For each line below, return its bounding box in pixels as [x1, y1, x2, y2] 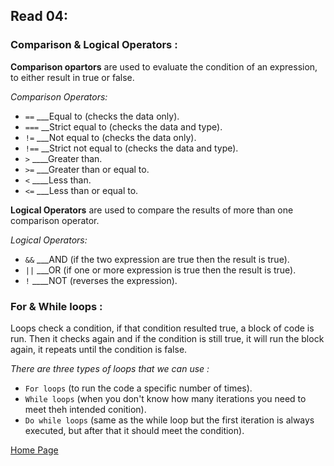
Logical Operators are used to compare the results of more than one [10, 204, 294, 216]
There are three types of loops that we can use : [10, 362, 210, 374]
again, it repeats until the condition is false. [10, 343, 188, 355]
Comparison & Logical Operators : [10, 38, 178, 52]
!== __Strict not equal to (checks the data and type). [24, 142, 239, 154]
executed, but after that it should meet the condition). [24, 424, 245, 436]
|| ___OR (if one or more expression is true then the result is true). [24, 264, 297, 276]
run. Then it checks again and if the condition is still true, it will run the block [10, 332, 325, 344]
